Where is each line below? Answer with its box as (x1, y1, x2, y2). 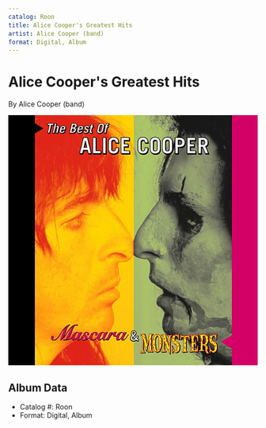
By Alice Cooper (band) (8, 99, 85, 109)
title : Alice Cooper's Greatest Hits (8, 21, 133, 29)
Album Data (8, 381, 68, 395)
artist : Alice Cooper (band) (8, 29, 104, 37)
